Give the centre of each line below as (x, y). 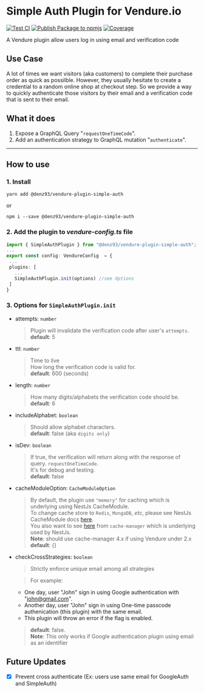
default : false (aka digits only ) (70, 433)
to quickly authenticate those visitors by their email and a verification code (100, 93)
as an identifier (49, 643)
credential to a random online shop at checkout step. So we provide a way (99, 86)
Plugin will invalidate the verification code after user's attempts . (110, 330)
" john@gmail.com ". (48, 598)
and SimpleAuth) (36, 683)
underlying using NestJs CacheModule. (80, 506)
